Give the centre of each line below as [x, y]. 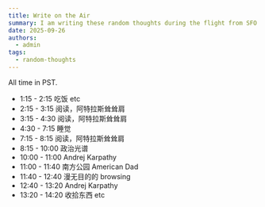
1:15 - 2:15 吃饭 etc [50, 98]
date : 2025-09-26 [37, 30]
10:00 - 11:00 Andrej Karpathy [68, 157]
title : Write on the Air [49, 15]
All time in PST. [33, 82]
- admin [28, 45]
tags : [17, 52]
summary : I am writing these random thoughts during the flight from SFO [133, 23]
